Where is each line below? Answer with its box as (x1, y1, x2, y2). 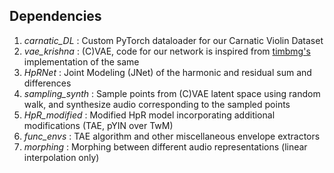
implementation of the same (23, 55, 140, 68)
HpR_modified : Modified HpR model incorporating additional (23, 109, 276, 121)
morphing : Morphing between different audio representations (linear (23, 140, 308, 153)
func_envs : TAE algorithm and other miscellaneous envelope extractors (23, 130, 321, 142)
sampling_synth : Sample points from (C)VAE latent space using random (23, 87, 321, 99)
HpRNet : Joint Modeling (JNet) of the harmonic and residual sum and (23, 66, 312, 78)
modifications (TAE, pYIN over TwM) (23, 119, 174, 131)
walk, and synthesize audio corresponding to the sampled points (23, 98, 291, 110)
